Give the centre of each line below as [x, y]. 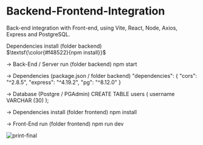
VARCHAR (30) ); [28, 100]
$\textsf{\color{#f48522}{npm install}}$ [56, 52]
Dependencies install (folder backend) [54, 46]
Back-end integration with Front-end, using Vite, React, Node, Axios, [92, 28]
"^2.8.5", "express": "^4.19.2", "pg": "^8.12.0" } [64, 82]
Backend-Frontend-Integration [86, 11]
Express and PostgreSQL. [38, 34]
